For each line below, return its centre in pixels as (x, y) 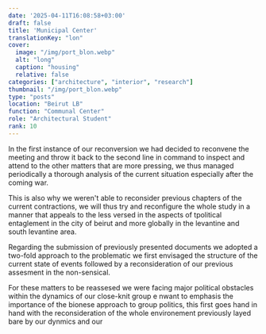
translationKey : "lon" (46, 38)
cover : (19, 45)
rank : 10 (23, 126)
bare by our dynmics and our (56, 321)
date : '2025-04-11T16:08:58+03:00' (67, 15)
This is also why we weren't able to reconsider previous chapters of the (125, 198)
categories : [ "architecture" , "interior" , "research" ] (101, 82)
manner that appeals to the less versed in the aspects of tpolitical (115, 214)
